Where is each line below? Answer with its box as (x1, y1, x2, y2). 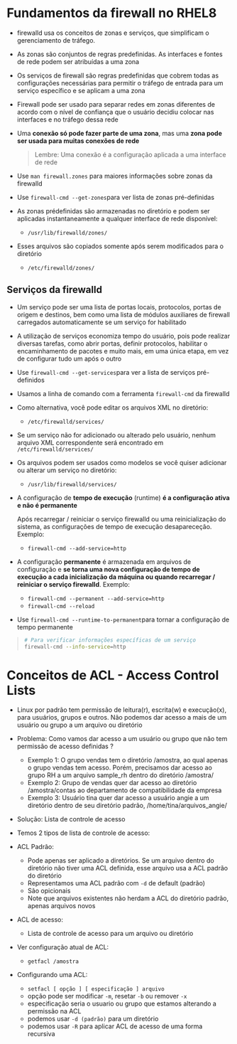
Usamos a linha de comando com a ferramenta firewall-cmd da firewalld (16, 389, 230, 398)
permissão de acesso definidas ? (16, 742, 114, 751)
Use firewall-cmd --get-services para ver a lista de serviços (16, 368, 196, 376)
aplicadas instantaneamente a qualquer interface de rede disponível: (16, 214, 218, 223)
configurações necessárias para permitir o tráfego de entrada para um (16, 78, 224, 87)
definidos (16, 375, 45, 384)
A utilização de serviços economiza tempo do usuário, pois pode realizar (16, 331, 231, 340)
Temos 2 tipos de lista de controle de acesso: (16, 829, 150, 837)
